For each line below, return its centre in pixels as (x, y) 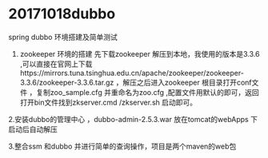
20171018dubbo (62, 14)
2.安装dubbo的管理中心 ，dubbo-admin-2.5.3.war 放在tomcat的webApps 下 (133, 119)
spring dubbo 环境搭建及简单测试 (63, 37)
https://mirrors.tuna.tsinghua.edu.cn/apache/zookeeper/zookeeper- (132, 73)
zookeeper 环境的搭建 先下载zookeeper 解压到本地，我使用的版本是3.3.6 (140, 53)
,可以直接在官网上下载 (56, 64)
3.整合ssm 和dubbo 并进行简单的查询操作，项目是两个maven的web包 (122, 146)
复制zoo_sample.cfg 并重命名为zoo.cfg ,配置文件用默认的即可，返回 (148, 92)
